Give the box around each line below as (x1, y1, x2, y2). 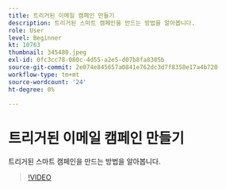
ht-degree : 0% (8, 85, 56, 94)
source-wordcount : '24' (8, 78, 87, 86)
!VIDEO (27, 172, 52, 183)
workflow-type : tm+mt (8, 71, 80, 79)
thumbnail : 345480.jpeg (8, 48, 87, 56)
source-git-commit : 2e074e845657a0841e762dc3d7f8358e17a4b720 (8, 64, 218, 71)
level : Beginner (8, 33, 62, 42)
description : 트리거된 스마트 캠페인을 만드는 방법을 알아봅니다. (8, 19, 196, 27)
